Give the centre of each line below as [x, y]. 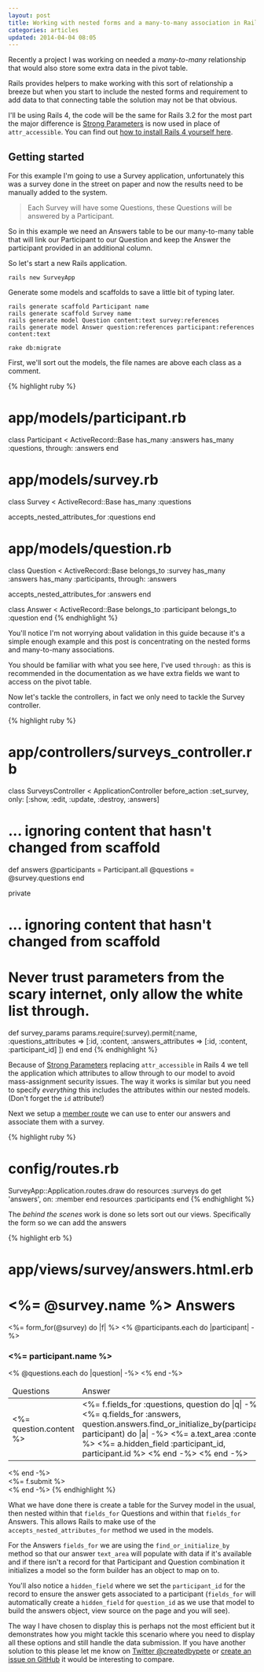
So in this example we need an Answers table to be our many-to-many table [131, 231]
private [20, 893]
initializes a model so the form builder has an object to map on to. [114, 1570]
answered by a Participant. [71, 216]
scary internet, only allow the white [126, 994]
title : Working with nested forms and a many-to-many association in [125, 23]
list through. [49, 1011]
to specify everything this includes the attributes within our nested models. [129, 1090]
